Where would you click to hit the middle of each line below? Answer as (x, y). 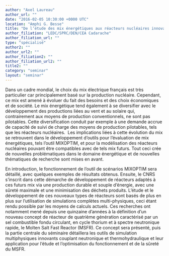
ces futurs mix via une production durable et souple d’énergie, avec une (80, 185)
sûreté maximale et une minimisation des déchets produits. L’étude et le (79, 190)
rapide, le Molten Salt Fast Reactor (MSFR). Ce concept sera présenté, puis (83, 227)
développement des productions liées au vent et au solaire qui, (70, 111)
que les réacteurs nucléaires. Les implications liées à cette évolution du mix (84, 132)
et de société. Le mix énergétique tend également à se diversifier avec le (80, 106)
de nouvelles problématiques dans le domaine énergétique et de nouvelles (82, 153)
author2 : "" (18, 47)
